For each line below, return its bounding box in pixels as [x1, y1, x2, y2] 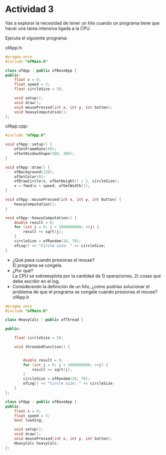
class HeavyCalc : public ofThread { [5, 317, 84, 323]
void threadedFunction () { [14, 345, 70, 350]
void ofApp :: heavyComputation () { [5, 215, 77, 220]
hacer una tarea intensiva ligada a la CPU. [5, 25, 91, 31]
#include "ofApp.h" [5, 133, 46, 138]
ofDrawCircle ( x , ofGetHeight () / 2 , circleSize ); [14, 179, 120, 184]
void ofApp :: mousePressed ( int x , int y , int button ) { [5, 197, 122, 202]
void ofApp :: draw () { [5, 165, 50, 170]
